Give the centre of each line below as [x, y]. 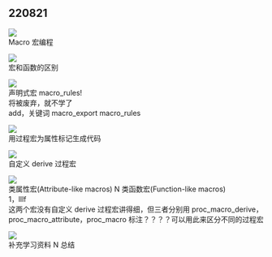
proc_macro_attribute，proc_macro [68, 219]
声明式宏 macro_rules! [45, 92]
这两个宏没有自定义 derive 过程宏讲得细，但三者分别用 [99, 209]
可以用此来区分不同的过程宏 [217, 219]
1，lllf [17, 199]
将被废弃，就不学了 [41, 103]
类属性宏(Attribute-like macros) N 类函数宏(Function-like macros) [117, 189]
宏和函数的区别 [33, 67]
